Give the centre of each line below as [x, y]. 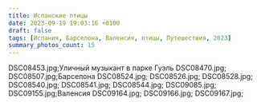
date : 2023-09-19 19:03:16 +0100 [64, 23]
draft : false [30, 30]
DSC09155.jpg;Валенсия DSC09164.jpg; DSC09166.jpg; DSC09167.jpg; [126, 93]
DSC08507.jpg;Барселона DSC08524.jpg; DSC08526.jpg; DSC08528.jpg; [130, 77]
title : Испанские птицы [48, 16]
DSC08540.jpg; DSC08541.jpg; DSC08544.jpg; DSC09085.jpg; [112, 85]
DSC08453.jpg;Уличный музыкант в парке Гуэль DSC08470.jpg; [118, 68]
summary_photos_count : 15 [51, 45]
